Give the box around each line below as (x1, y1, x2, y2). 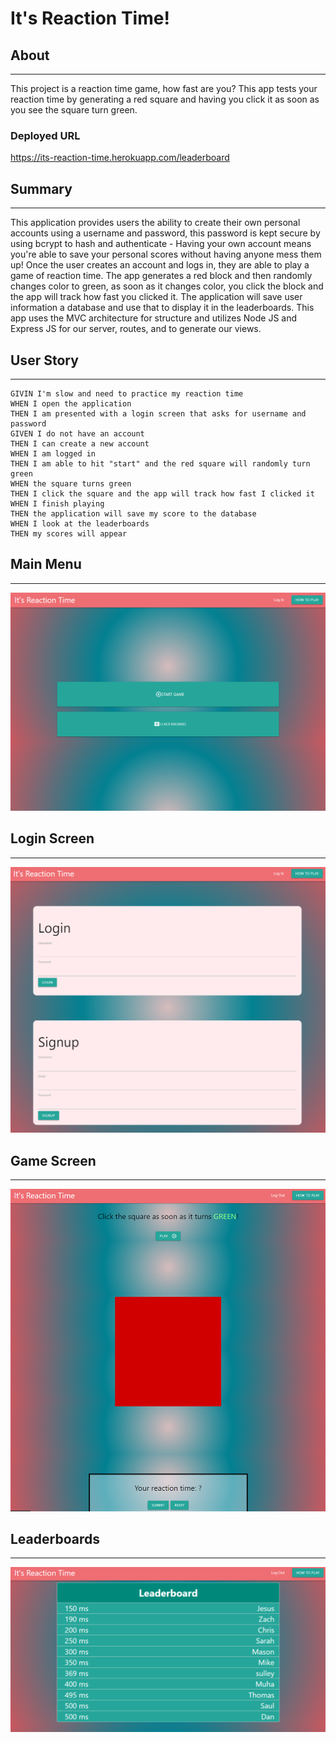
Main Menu (10, 556, 82, 573)
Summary (10, 180, 73, 197)
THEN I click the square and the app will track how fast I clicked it (10, 488, 315, 499)
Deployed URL (10, 128, 81, 142)
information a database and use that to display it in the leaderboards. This (10, 302, 315, 314)
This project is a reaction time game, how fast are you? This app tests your (10, 83, 318, 94)
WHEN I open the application (10, 398, 132, 409)
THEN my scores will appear (10, 528, 128, 539)
